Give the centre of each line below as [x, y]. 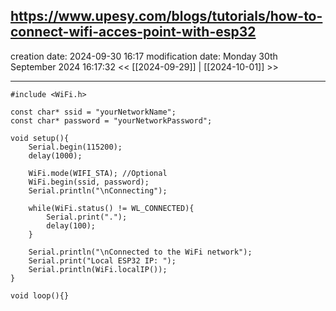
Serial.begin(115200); [75, 147]
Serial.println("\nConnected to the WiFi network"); [140, 252]
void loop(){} [40, 295]
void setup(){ [40, 138]
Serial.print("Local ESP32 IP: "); [102, 260]
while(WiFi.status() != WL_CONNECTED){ [111, 208]
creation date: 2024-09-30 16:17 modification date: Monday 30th [144, 56]
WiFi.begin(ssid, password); [89, 182]
